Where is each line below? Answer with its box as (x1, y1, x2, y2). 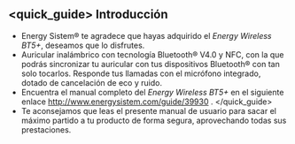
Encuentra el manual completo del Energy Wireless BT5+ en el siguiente (20, 87, 284, 97)
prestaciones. (20, 124, 72, 135)
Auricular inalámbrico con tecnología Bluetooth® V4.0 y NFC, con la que (20, 49, 284, 60)
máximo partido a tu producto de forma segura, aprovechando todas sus (20, 115, 287, 125)
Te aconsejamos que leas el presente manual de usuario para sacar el (20, 105, 276, 116)
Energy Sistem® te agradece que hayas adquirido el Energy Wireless (20, 30, 272, 41)
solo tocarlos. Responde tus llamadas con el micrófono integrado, (20, 68, 261, 79)
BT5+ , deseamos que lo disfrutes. (20, 40, 145, 50)
